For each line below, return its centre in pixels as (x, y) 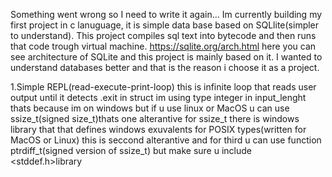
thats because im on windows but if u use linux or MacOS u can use (150, 108)
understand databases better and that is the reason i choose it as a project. (165, 67)
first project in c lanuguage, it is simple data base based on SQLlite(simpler (165, 25)
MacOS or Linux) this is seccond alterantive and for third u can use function (166, 140)
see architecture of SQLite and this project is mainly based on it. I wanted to (166, 57)
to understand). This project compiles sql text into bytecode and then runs (163, 35)
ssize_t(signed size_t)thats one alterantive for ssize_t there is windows (155, 118)
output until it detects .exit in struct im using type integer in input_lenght (158, 97)
